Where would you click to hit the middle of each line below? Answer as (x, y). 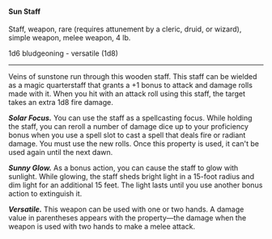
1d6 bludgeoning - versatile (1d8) (64, 53)
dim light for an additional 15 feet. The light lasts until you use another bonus (136, 185)
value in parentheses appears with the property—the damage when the (127, 218)
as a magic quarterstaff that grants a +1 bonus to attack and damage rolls (131, 86)
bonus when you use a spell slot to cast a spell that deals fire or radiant (127, 135)
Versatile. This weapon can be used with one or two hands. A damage (126, 209)
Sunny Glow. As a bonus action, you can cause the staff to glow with (123, 168)
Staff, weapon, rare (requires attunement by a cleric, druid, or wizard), (125, 29)
